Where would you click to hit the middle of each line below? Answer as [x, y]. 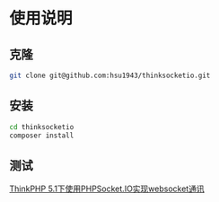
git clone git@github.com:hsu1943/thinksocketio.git [110, 75]
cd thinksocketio [42, 127]
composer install [42, 136]
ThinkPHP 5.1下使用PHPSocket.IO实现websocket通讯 [107, 189]
